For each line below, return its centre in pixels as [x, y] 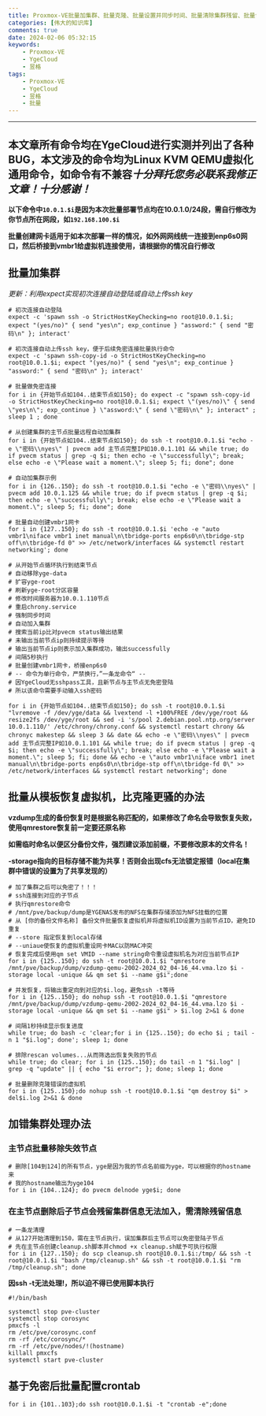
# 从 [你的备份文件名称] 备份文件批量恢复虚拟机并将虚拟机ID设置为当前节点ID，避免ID [132, 920]
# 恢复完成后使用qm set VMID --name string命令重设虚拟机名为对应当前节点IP [124, 954]
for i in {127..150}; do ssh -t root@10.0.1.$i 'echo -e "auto [114, 529]
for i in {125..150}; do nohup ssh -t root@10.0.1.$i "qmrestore [117, 997]
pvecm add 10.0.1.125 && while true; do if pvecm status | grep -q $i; [128, 493]
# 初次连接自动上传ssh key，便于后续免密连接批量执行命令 [91, 349]
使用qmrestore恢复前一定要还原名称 [67, 827]
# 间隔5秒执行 [28, 657]
